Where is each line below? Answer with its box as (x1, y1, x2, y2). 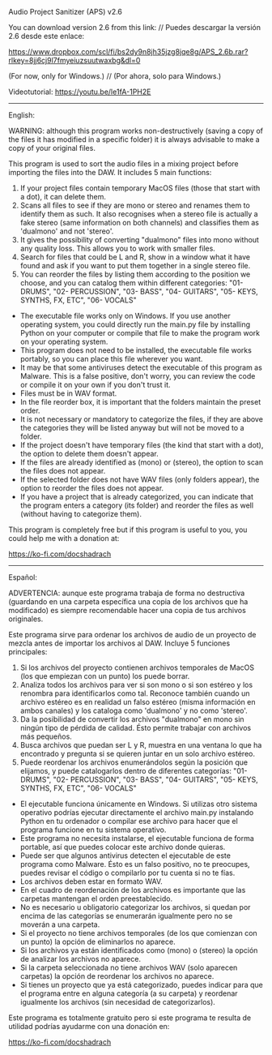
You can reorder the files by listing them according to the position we (19, 269, 251, 279)
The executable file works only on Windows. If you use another (19, 311, 231, 320)
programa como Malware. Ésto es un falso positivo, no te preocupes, (19, 860, 250, 868)
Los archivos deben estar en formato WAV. (19, 877, 164, 886)
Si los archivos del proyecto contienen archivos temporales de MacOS (19, 663, 255, 672)
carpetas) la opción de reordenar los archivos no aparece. (19, 971, 215, 980)
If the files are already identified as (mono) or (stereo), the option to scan (19, 457, 264, 467)
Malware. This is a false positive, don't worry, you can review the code (19, 371, 256, 380)
